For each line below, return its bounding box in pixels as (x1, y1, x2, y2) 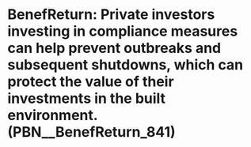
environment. (7, 107, 98, 124)
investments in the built (7, 89, 166, 107)
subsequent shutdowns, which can (7, 56, 243, 74)
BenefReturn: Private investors (7, 6, 215, 24)
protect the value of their (7, 73, 175, 91)
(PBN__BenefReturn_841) (7, 123, 176, 141)
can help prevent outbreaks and (7, 40, 222, 57)
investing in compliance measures (7, 22, 238, 40)
